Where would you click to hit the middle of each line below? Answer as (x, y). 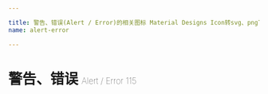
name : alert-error (39, 30)
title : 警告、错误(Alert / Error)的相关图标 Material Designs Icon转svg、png (133, 22)
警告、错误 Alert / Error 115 (73, 78)
